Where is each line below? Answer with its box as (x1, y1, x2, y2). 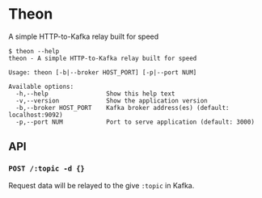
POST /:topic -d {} (8, 164, 85, 174)
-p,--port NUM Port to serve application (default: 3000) (15, 118, 255, 126)
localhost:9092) (8, 111, 63, 119)
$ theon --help (8, 47, 60, 55)
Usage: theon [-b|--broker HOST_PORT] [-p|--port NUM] (8, 68, 197, 77)
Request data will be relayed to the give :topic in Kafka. (8, 180, 195, 190)
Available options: (8, 82, 74, 91)
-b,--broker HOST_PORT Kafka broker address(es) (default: (15, 103, 230, 112)
